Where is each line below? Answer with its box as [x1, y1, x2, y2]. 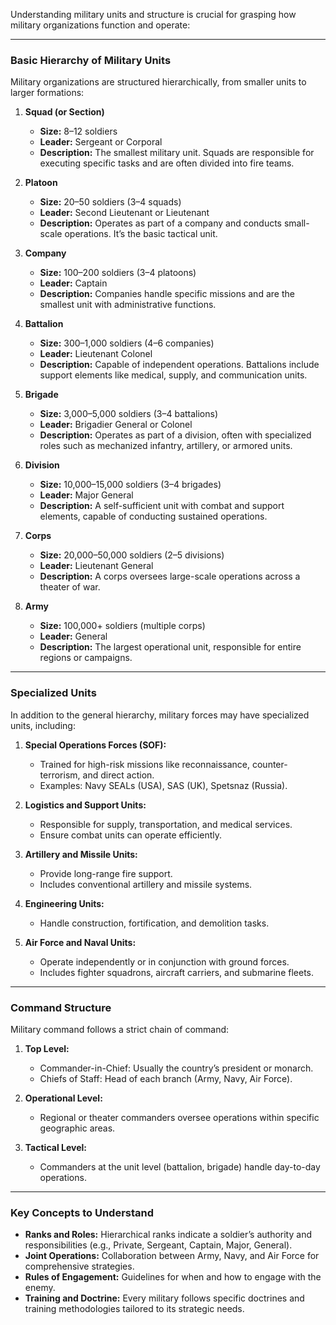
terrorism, [39, 769, 81, 781]
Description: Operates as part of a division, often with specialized [39, 429, 312, 441]
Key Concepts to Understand [10, 1205, 155, 1219]
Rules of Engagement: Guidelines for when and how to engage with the [24, 1271, 322, 1283]
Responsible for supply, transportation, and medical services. [39, 818, 293, 830]
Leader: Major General [39, 489, 134, 501]
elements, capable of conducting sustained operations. [39, 510, 268, 523]
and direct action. [82, 769, 155, 781]
